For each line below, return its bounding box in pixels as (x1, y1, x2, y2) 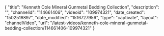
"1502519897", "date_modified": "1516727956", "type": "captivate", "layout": (4, 15, 158, 20)
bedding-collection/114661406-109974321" (4, 25, 92, 31)
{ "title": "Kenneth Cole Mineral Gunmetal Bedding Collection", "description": (4, 4, 160, 10)
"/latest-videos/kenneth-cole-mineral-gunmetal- (50, 20, 148, 26)
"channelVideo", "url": (4, 20, 50, 26)
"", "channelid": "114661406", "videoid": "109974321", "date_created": (4, 9, 145, 15)
